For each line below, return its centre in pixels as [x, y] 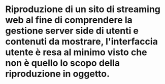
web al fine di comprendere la [69, 20]
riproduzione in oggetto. [58, 74]
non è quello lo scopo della [63, 63]
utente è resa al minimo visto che [76, 52]
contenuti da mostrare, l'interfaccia [82, 42]
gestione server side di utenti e [72, 31]
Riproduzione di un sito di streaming [83, 9]
